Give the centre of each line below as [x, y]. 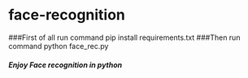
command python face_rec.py [59, 45]
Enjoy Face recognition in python [65, 65]
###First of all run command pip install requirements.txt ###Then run [124, 37]
